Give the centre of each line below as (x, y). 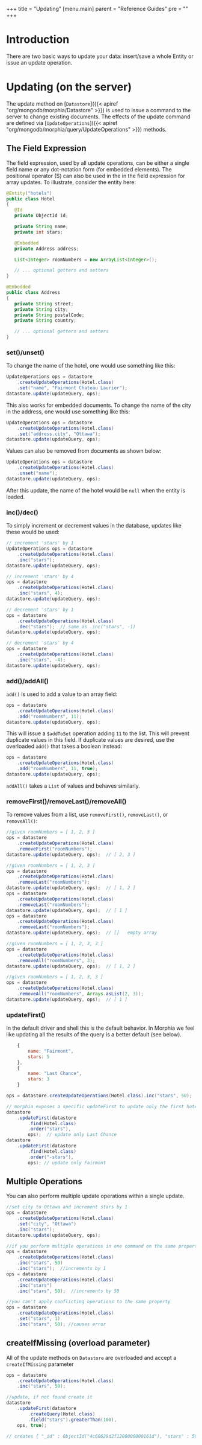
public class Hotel (31, 199)
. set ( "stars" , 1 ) (39, 1319)
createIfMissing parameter (40, 1364)
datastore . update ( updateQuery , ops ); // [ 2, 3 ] (71, 854)
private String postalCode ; (49, 315)
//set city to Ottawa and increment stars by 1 (67, 1207)
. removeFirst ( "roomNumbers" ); (55, 849)
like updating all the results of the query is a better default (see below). (94, 1035)
